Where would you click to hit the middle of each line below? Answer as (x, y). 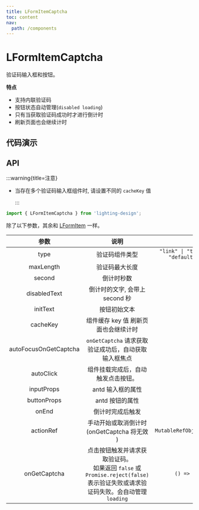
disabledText (44, 294)
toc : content (22, 17)
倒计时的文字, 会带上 (117, 289)
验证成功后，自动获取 (117, 349)
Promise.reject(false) (117, 475)
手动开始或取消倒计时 (117, 423)
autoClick (44, 374)
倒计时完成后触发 (117, 412)
